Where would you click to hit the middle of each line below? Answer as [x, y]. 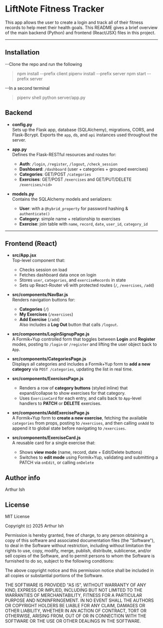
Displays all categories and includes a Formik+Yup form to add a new [81, 364]
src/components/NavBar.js [40, 295]
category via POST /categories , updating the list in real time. [73, 369]
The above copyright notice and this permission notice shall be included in [79, 570]
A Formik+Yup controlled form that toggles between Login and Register [84, 339]
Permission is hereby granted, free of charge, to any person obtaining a [76, 535]
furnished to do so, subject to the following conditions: [59, 561]
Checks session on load [43, 270]
